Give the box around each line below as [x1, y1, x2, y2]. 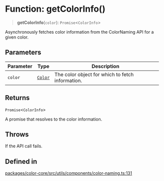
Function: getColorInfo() [5, 3, 106, 15]
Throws [5, 130, 29, 139]
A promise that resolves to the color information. [5, 116, 102, 122]
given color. [5, 34, 29, 40]
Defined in [5, 157, 38, 165]
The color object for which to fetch [54, 71, 134, 78]
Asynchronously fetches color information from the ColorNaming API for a [5, 29, 154, 35]
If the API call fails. [5, 143, 42, 149]
